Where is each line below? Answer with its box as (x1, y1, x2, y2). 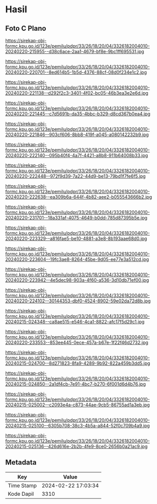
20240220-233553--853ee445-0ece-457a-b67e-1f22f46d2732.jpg (5, 339, 149, 345)
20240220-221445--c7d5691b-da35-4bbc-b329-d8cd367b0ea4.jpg (5, 111, 150, 117)
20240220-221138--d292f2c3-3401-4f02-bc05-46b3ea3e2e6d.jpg (5, 90, 149, 96)
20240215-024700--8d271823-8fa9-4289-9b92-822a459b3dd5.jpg (5, 360, 150, 366)
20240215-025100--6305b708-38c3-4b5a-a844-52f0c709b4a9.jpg (5, 423, 150, 428)
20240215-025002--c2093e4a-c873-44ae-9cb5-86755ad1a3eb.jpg (5, 402, 150, 408)
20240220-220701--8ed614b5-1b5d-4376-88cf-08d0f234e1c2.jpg (5, 69, 147, 75)
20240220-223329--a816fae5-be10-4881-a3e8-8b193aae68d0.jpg (5, 235, 147, 242)
